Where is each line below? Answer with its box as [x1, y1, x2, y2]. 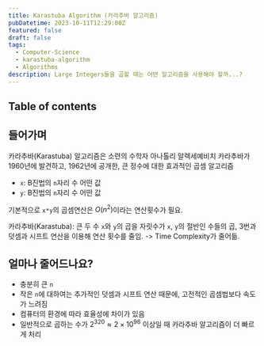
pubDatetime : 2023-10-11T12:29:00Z [8, 19, 126, 27]
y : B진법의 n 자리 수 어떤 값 [19, 188, 101, 197]
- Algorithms [15, 63, 59, 71]
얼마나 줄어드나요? [8, 257, 94, 270]
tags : [8, 41, 26, 49]
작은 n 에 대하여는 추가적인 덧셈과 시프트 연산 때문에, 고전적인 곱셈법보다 [19, 290, 242, 299]
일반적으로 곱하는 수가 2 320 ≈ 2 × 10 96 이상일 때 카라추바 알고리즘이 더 [19, 318, 240, 329]
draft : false [8, 33, 52, 42]
